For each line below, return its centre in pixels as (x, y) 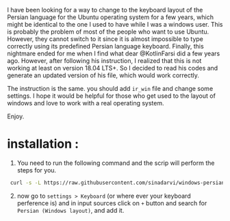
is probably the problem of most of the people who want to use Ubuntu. (108, 31)
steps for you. (37, 170)
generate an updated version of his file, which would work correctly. (103, 75)
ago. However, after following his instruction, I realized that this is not (104, 61)
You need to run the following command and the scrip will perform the (116, 163)
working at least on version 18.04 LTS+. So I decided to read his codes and (113, 68)
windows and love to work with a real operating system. (86, 103)
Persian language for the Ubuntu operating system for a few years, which (111, 17)
